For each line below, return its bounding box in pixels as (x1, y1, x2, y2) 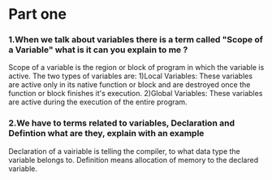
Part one (8, 5, 67, 24)
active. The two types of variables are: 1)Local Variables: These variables (8, 71, 253, 81)
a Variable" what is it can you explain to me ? (8, 44, 188, 55)
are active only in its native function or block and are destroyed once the (8, 80, 251, 90)
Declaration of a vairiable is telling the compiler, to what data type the (8, 146, 241, 156)
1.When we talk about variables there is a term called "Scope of (8, 34, 264, 46)
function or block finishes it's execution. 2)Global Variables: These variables (8, 89, 263, 99)
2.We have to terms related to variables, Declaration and (8, 117, 235, 129)
